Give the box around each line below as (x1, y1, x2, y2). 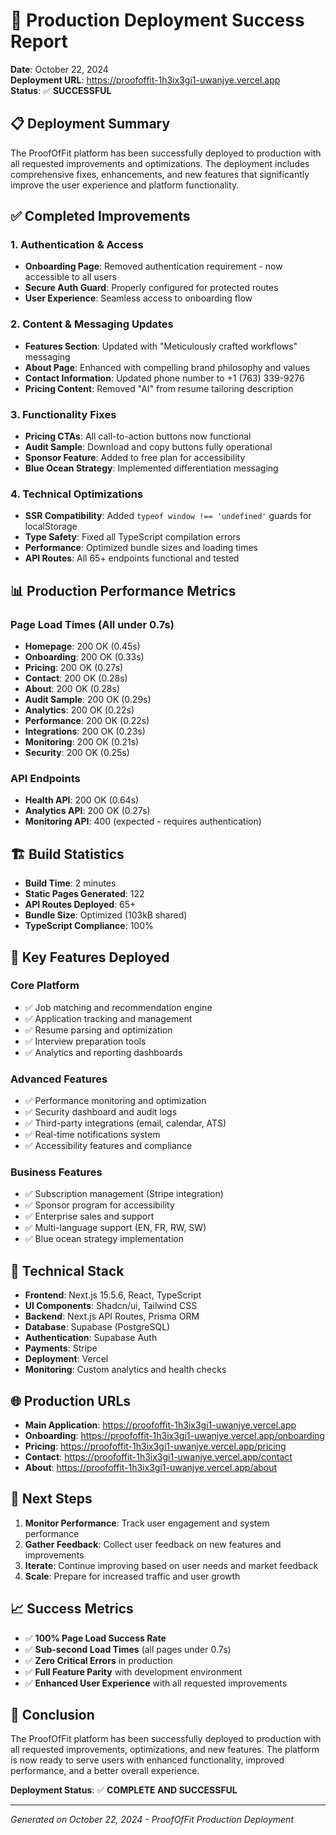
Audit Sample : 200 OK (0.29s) (24, 694, 152, 706)
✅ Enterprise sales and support (24, 1210, 155, 1223)
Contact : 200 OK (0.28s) (24, 672, 128, 684)
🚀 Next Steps (10, 1490, 93, 1508)
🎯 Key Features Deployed (10, 949, 170, 966)
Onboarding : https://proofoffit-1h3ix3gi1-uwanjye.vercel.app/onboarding (24, 1430, 325, 1442)
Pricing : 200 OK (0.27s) (24, 662, 124, 674)
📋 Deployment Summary (10, 115, 171, 133)
